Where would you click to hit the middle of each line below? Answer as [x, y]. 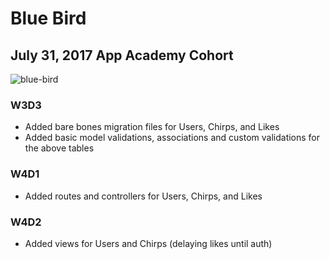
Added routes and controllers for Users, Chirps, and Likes [143, 196]
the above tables [59, 148]
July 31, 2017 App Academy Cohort [122, 55]
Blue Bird [48, 18]
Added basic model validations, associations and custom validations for [172, 138]
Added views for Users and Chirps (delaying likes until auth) [148, 243]
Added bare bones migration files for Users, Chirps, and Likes [152, 127]
